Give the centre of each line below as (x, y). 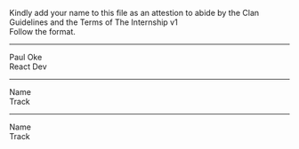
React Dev (28, 67)
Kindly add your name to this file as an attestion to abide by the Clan (134, 13)
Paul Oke (26, 57)
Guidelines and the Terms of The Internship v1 (93, 22)
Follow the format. (42, 31)
